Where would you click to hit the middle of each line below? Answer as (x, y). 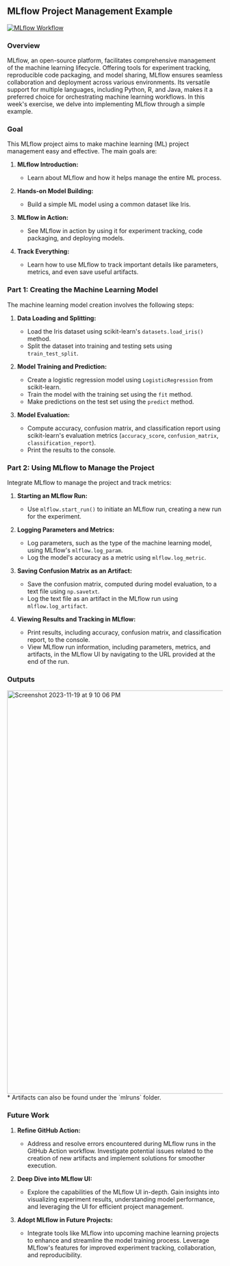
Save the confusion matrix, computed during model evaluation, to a (122, 584)
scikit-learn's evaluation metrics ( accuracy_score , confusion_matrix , (123, 435)
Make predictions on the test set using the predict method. (111, 401)
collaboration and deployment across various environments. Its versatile (108, 82)
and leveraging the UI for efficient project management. (105, 1206)
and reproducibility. (54, 1255)
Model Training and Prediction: (62, 367)
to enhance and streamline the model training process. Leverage (118, 1240)
